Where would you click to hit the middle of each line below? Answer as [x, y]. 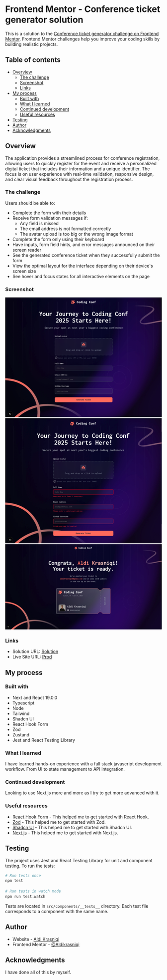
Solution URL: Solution [35, 652]
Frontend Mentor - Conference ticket [83, 9]
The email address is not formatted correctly [65, 229]
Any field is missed [39, 223]
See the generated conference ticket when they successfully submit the [86, 255]
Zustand [21, 734]
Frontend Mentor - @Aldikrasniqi [46, 944]
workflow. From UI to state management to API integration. [65, 769]
